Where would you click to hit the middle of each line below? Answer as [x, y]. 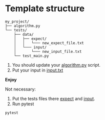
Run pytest [23, 104]
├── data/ [24, 34]
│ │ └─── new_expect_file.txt [49, 43]
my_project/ [17, 22]
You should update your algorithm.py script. [56, 65]
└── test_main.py [31, 56]
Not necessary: [21, 89]
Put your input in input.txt [38, 70]
